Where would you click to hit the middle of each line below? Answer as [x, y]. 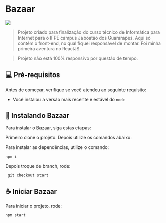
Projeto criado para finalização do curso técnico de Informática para [89, 32]
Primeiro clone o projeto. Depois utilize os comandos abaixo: [68, 137]
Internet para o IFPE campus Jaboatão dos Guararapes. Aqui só [84, 38]
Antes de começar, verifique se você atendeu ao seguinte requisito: [76, 90]
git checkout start [28, 175]
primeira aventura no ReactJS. [49, 48]
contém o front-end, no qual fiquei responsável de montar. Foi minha [89, 43]
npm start [16, 215]
